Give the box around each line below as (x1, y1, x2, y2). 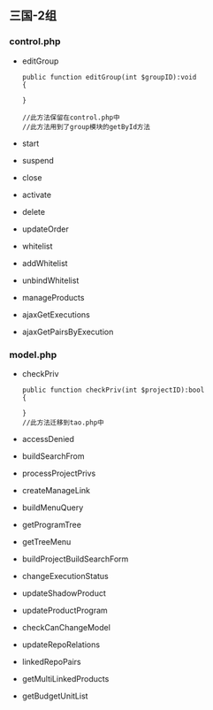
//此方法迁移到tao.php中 (21, 418, 104, 427)
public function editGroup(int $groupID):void (21, 73, 197, 81)
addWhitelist (21, 257, 68, 268)
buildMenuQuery (21, 502, 84, 513)
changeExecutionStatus (21, 570, 109, 581)
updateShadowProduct (21, 587, 106, 599)
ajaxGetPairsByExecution (21, 326, 114, 337)
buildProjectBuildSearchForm (21, 553, 129, 564)
